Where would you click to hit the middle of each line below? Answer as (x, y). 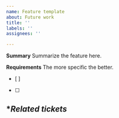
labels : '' (20, 28)
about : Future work (30, 17)
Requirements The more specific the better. (60, 67)
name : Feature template (36, 12)
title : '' (18, 23)
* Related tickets (36, 109)
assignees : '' (24, 34)
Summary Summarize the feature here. (54, 56)
